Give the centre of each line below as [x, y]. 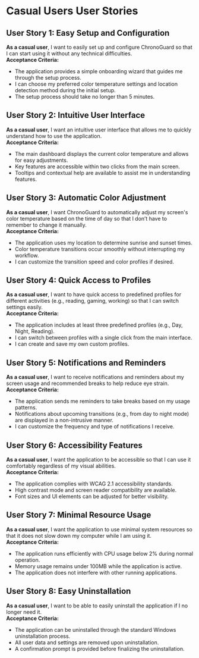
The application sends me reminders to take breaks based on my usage [102, 401]
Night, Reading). [35, 331]
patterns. [26, 408]
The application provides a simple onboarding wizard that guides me [99, 71]
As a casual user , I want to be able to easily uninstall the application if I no [97, 606]
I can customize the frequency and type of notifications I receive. [94, 427]
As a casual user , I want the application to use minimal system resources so [99, 529]
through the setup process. [48, 78]
